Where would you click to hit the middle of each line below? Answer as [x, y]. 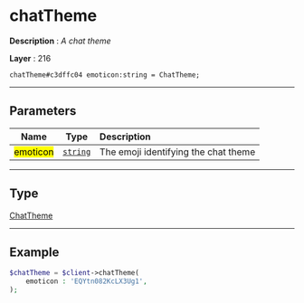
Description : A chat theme [60, 41]
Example [34, 252]
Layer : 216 [30, 58]
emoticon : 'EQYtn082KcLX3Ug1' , [86, 281]
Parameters [43, 111]
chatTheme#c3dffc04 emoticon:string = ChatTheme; [105, 75]
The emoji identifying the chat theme [177, 152]
